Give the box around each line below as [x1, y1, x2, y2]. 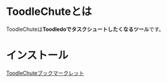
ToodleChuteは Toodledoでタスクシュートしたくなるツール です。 [6, 26, 165, 33]
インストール [6, 49, 69, 62]
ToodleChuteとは [6, 5, 92, 18]
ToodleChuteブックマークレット [6, 69, 85, 77]
